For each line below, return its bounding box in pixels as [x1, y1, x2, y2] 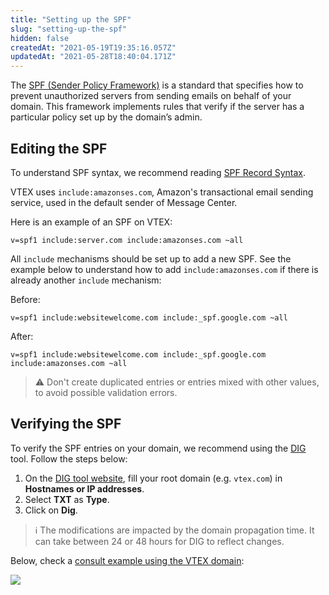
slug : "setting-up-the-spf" [10, 24, 128, 34]
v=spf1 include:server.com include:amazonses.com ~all [10, 235, 244, 245]
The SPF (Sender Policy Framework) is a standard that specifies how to [10, 79, 304, 91]
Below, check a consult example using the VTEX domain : [10, 554, 245, 566]
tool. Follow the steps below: [10, 452, 128, 465]
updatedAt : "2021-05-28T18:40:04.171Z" [10, 52, 177, 62]
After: [10, 330, 34, 342]
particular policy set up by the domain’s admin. [10, 111, 203, 123]
